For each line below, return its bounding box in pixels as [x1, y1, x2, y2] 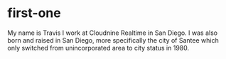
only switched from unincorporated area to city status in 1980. [7, 43, 190, 52]
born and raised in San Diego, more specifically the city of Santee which [7, 36, 219, 44]
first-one [7, 5, 62, 21]
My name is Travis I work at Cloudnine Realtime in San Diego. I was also [7, 28, 218, 37]
